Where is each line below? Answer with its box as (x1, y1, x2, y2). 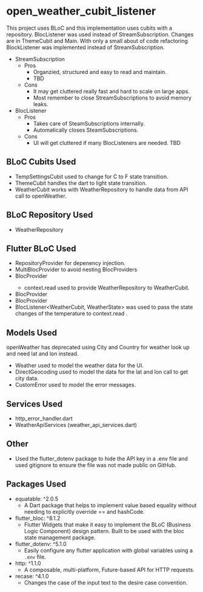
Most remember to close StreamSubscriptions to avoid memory (33, 94, 192, 101)
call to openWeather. (15, 192, 67, 200)
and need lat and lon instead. (6, 350, 79, 357)
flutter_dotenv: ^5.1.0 (15, 540, 67, 547)
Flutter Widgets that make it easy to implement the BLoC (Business (24, 520, 191, 528)
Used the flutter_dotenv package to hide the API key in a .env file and (15, 455, 188, 462)
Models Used (6, 328, 58, 338)
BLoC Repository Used (6, 210, 93, 220)
